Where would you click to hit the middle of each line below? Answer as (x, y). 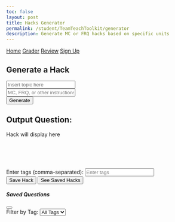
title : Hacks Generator (36, 23)
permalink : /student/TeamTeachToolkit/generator (68, 28)
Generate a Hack (38, 70)
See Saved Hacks (61, 180)
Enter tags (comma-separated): (45, 172)
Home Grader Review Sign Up (43, 51)
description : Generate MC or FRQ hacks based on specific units (88, 34)
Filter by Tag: (22, 212)
